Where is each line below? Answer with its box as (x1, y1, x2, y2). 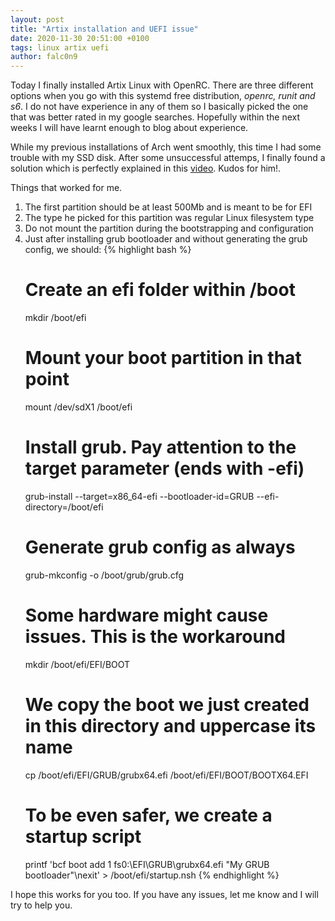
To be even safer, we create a (24, 804, 273, 826)
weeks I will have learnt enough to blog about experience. (10, 122, 249, 134)
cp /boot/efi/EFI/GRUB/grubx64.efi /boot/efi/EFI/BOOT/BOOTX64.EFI (24, 769, 309, 781)
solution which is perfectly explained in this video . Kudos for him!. (10, 162, 282, 175)
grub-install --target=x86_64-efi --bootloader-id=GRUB (24, 490, 255, 502)
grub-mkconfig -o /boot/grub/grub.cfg (24, 569, 184, 581)
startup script (24, 825, 142, 848)
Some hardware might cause (24, 604, 269, 627)
